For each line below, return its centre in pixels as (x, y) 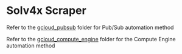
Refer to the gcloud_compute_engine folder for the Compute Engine (91, 39)
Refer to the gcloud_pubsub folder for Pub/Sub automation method (90, 27)
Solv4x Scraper (46, 11)
